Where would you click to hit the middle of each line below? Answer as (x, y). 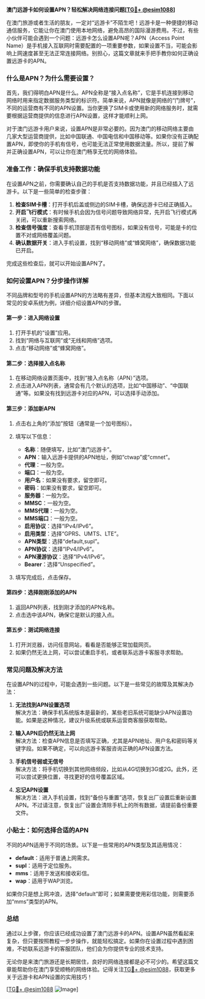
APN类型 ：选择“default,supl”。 (63, 541)
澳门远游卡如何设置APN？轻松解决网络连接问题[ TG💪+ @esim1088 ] (91, 9)
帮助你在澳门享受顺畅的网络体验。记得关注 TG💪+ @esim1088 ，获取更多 (106, 969)
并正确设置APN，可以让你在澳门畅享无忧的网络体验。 (74, 152)
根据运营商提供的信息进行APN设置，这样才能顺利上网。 (81, 116)
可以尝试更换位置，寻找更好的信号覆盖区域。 (71, 777)
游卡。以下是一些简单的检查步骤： (49, 191)
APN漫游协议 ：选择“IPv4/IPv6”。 (66, 556)
